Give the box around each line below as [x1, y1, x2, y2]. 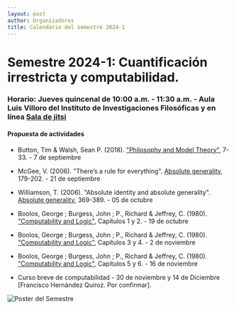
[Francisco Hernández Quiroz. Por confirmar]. [17, 281, 152, 289]
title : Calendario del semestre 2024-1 [7, 23, 125, 30]
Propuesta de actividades [7, 130, 85, 138]
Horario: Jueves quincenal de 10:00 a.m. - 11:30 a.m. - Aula [7, 94, 215, 104]
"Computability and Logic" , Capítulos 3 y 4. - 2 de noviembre [17, 238, 196, 247]
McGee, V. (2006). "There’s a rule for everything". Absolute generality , [17, 167, 223, 175]
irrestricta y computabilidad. [7, 69, 179, 85]
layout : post [7, 10, 46, 18]
